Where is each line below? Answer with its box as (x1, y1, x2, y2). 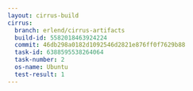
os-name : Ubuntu (14, 63, 68, 71)
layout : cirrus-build (7, 11, 79, 20)
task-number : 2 (14, 56, 65, 64)
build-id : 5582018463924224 (14, 33, 108, 42)
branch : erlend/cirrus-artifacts (14, 26, 125, 34)
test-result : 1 (14, 70, 65, 78)
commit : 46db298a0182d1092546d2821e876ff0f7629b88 (14, 41, 186, 49)
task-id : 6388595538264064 (14, 48, 104, 56)
